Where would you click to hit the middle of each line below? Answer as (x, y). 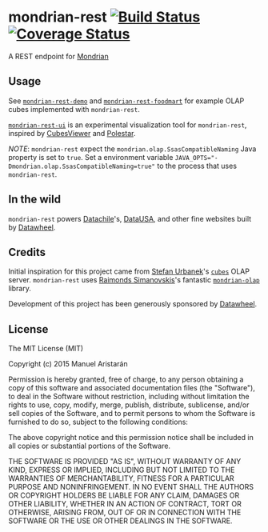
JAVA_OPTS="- (196, 158)
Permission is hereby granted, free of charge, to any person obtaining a (126, 379)
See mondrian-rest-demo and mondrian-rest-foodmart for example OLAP (126, 101)
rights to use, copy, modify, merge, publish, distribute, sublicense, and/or (129, 405)
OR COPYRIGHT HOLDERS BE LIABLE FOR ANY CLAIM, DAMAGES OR (124, 495)
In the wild (35, 200)
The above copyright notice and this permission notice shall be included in (131, 438)
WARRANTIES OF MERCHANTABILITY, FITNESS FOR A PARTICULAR (121, 478)
